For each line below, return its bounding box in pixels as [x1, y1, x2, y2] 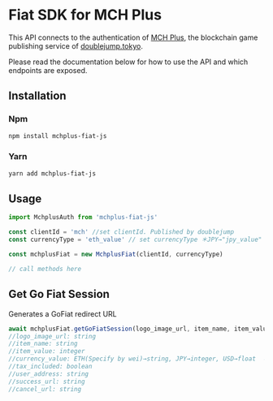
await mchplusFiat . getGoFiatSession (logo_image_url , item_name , [8, 325, 231, 333]
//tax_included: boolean [8, 363, 93, 371]
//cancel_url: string [8, 385, 82, 393]
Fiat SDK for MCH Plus [8, 6, 162, 24]
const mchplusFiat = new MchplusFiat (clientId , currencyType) [8, 250, 223, 259]
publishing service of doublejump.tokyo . [8, 41, 144, 50]
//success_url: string [8, 377, 85, 386]
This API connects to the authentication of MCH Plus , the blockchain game [8, 32, 258, 42]
